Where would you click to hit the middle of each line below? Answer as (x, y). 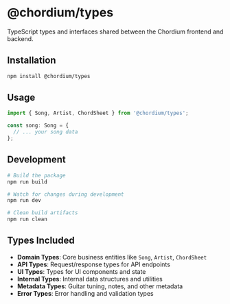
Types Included (41, 241)
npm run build (27, 182)
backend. (20, 38)
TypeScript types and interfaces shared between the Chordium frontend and (115, 31)
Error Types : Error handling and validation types (85, 293)
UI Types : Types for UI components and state (81, 271)
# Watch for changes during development (66, 194)
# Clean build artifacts (43, 213)
